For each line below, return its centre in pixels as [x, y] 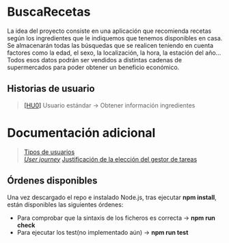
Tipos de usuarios [49, 152]
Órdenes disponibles [52, 181]
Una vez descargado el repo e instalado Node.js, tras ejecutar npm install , [112, 197]
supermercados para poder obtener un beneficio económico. [93, 67]
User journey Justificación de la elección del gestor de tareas [110, 159]
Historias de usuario [51, 89]
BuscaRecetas [49, 12]
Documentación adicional [81, 132]
